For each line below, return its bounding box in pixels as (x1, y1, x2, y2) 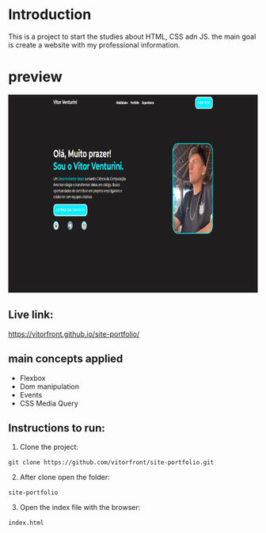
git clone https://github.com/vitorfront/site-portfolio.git (8, 459, 215, 466)
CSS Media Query (19, 398, 78, 408)
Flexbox (19, 373, 46, 383)
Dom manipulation (19, 382, 80, 391)
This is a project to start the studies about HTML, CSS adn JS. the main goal (8, 32, 256, 41)
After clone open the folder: (19, 473, 111, 482)
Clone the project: (19, 442, 79, 452)
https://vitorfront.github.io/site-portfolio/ (8, 329, 140, 338)
